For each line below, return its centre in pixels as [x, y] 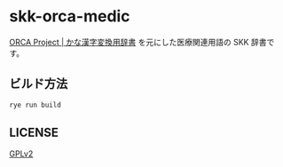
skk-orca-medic [70, 16]
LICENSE [34, 133]
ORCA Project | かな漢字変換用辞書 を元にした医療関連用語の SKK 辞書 [138, 42]
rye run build [35, 105]
